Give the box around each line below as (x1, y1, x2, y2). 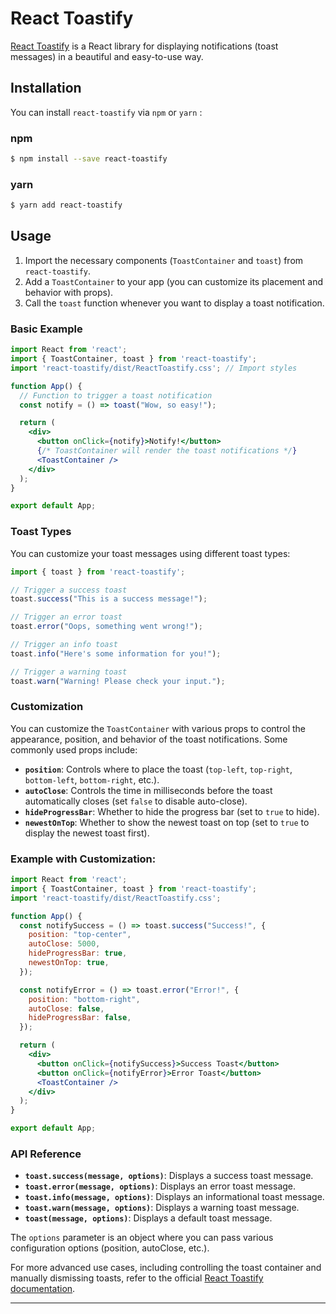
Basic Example (10, 322, 83, 336)
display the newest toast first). (24, 827, 150, 839)
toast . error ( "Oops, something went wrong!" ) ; (10, 622, 203, 632)
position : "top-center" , (28, 930, 132, 940)
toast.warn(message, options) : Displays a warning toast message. (24, 1202, 300, 1214)
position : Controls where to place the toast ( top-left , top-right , (24, 763, 293, 775)
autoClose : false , (28, 1003, 105, 1014)
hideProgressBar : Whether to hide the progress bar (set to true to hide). (24, 805, 320, 817)
